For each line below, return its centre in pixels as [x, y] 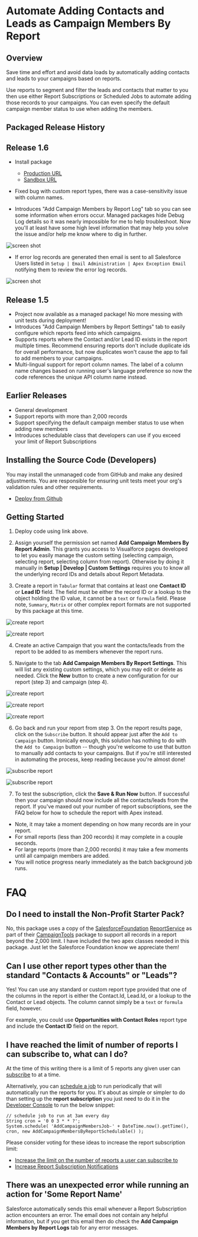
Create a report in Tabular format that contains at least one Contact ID [100, 586]
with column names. [39, 197]
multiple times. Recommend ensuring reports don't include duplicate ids [102, 346]
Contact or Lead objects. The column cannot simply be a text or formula [95, 1002]
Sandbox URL [40, 180]
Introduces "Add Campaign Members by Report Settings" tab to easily [100, 327]
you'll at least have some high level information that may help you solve [101, 228]
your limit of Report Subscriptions [56, 441]
